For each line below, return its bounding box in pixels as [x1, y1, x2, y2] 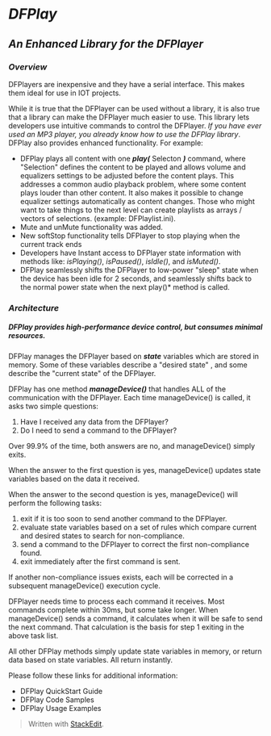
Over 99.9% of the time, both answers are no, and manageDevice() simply [8, 441, 256, 450]
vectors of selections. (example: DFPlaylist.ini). [19, 213, 176, 223]
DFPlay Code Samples [19, 695, 94, 705]
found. [19, 548, 43, 558]
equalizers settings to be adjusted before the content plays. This [19, 170, 235, 180]
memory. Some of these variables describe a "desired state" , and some [8, 360, 248, 370]
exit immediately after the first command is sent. [19, 556, 181, 566]
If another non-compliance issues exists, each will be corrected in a [8, 572, 234, 582]
